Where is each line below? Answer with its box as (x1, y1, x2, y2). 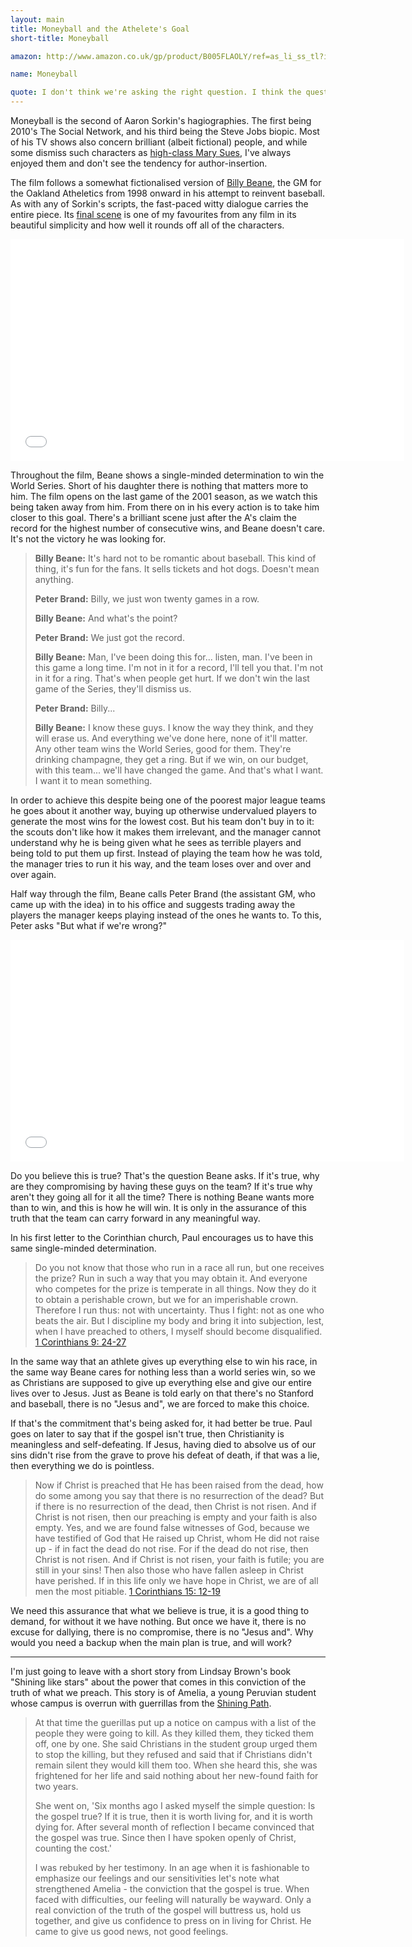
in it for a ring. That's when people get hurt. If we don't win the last (34, 672, 310, 684)
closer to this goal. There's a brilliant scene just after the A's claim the (10, 512, 297, 523)
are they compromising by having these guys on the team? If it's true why (10, 1181, 313, 1192)
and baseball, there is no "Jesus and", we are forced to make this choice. (10, 1398, 310, 1410)
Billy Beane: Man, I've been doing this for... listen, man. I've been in (34, 651, 313, 663)
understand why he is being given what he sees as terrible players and (10, 837, 302, 848)
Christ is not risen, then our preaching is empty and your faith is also (34, 1511, 318, 1523)
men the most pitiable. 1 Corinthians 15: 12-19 (34, 1586, 221, 1597)
